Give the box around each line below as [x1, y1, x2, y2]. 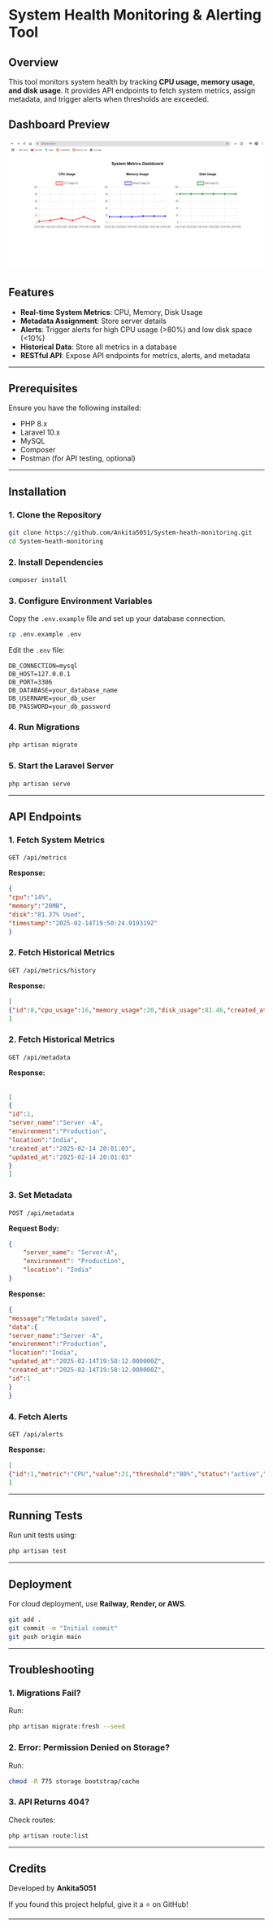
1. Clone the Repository [8, 509, 102, 520]
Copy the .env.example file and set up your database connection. [8, 614, 226, 623]
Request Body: [8, 1223, 59, 1233]
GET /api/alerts [8, 1430, 63, 1438]
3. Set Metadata [8, 1190, 73, 1201]
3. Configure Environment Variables [8, 595, 153, 606]
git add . [8, 1615, 42, 1624]
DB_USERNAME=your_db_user [8, 694, 96, 703]
